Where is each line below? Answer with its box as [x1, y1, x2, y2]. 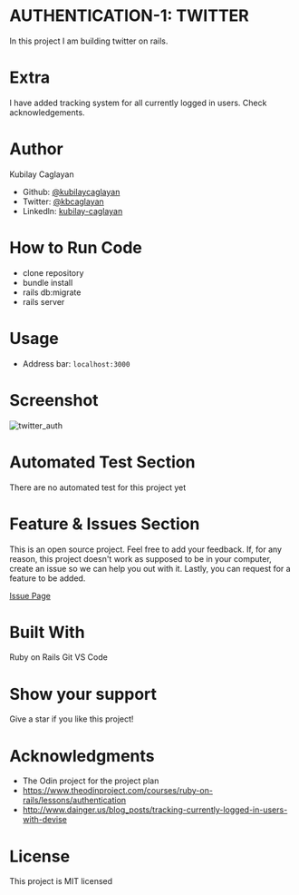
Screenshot [9, 389, 99, 410]
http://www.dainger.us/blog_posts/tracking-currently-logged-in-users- [22, 804, 288, 815]
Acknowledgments [9, 745, 156, 766]
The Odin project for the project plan [22, 775, 159, 786]
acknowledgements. [9, 106, 85, 118]
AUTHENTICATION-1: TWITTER [9, 5, 249, 26]
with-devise [22, 814, 68, 825]
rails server [22, 296, 65, 307]
